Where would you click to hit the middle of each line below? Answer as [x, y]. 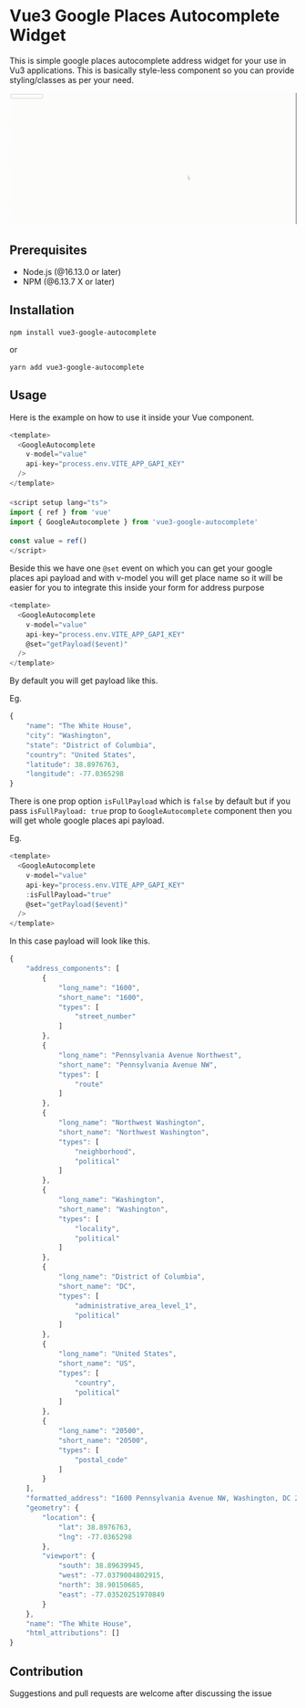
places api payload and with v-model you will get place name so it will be [146, 578]
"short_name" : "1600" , [101, 997]
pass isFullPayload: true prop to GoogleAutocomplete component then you [151, 811]
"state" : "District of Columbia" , [91, 745]
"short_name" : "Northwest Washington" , [133, 1132]
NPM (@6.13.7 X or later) [69, 282]
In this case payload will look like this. [80, 941]
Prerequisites [48, 250]
